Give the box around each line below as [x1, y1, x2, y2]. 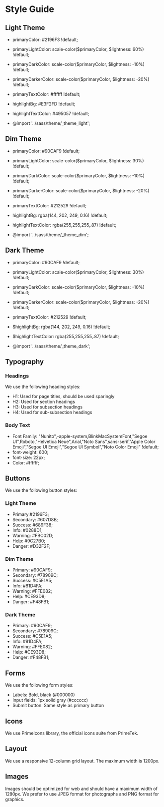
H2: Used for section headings [12, 399, 76, 405]
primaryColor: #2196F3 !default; [12, 36, 78, 42]
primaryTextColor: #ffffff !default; [12, 91, 81, 97]
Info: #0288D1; [12, 527, 43, 533]
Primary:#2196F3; [12, 511, 49, 517]
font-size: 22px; [12, 454, 45, 460]
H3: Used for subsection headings [12, 404, 83, 410]
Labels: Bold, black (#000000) [12, 692, 76, 698]
